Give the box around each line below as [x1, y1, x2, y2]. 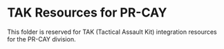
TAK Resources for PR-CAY [7, 5, 167, 21]
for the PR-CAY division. [7, 35, 76, 43]
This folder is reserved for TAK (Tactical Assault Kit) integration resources [7, 28, 217, 36]
